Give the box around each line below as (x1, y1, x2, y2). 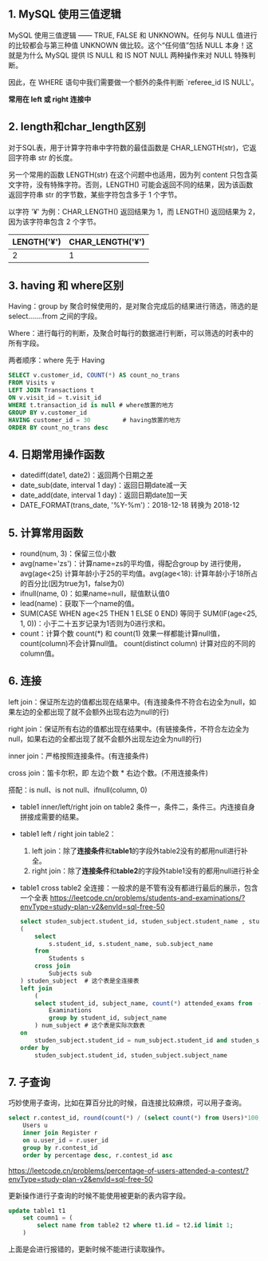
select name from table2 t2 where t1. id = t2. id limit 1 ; (37, 1222, 234, 1230)
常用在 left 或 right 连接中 (8, 94, 92, 104)
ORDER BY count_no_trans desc (8, 423, 109, 432)
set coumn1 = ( (22, 1214, 73, 1222)
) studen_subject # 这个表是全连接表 (19, 976, 140, 985)
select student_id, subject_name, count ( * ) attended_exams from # (34, 999, 263, 1008)
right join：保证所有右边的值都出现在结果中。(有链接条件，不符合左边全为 (8, 724, 250, 733)
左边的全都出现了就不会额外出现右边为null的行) (14, 707, 170, 716)
